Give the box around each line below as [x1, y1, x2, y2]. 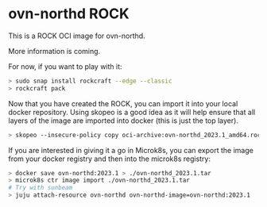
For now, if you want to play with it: [8, 61, 122, 71]
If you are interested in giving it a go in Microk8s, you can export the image [8, 145, 254, 155]
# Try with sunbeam [8, 184, 73, 192]
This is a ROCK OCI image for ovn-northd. [8, 31, 145, 40]
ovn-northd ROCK [8, 5, 130, 23]
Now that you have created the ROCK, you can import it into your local [8, 98, 238, 108]
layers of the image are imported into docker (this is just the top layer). [8, 116, 238, 125]
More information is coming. [8, 46, 101, 56]
